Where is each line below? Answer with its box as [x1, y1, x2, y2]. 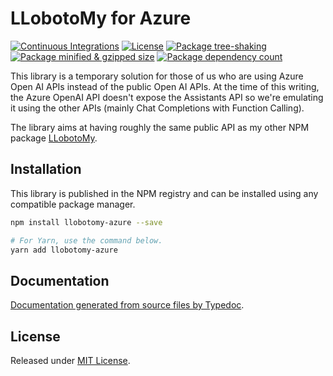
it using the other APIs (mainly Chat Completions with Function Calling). [10, 102, 305, 114]
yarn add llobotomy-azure [10, 245, 118, 255]
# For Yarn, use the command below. [10, 235, 163, 246]
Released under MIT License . [10, 355, 131, 366]
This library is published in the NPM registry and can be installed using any [10, 187, 319, 199]
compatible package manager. [10, 198, 136, 210]
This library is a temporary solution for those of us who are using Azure [10, 70, 304, 82]
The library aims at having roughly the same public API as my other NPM [10, 121, 310, 133]
